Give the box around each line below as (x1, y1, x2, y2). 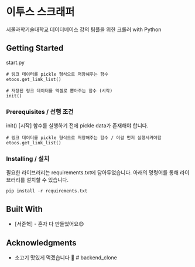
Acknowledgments (6, 238, 77, 248)
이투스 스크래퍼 (6, 5, 75, 19)
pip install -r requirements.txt (6, 188, 88, 194)
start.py (6, 59, 25, 66)
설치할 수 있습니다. (26, 177, 69, 184)
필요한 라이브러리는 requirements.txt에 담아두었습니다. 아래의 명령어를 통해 (6, 169, 179, 176)
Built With (6, 204, 43, 214)
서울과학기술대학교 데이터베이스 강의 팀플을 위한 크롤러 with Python (6, 26, 162, 33)
